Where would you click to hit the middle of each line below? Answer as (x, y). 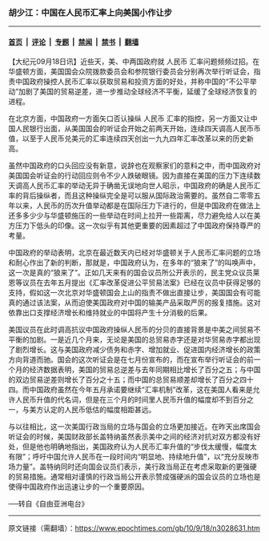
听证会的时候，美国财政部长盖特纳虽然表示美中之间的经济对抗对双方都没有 (131, 436)
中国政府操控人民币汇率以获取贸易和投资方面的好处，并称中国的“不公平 (132, 81)
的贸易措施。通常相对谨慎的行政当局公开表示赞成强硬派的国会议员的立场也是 (134, 476)
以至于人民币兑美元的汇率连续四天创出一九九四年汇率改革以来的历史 (134, 138)
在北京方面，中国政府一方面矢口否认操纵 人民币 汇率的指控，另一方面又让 (129, 118)
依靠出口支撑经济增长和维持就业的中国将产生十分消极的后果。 (110, 312)
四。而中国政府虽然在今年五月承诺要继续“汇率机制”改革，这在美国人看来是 (131, 389)
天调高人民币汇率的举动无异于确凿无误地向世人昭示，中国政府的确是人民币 (131, 185)
